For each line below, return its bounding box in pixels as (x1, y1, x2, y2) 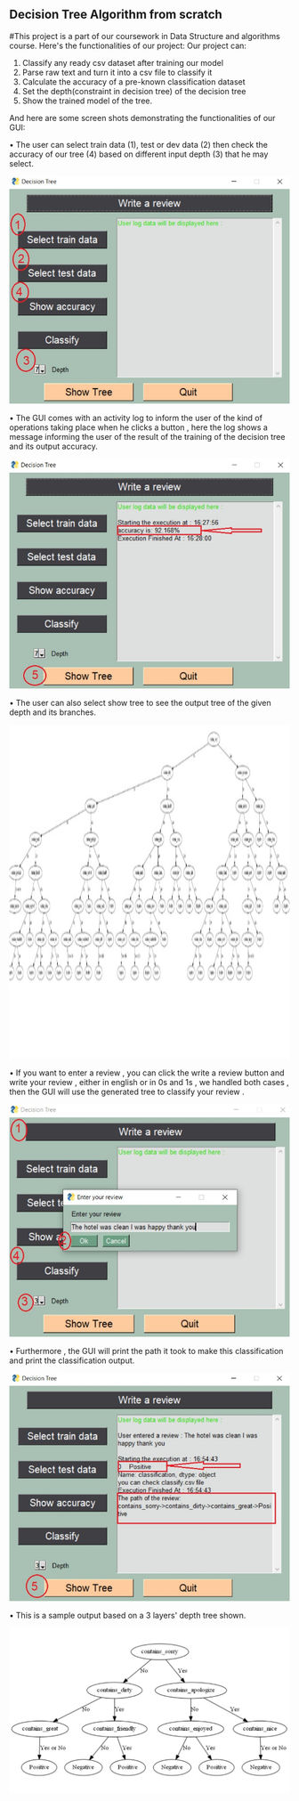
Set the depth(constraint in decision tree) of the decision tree (21, 85, 246, 96)
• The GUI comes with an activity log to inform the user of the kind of (9, 412, 263, 423)
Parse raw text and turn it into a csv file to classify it (21, 67, 213, 77)
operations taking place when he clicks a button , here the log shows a (9, 422, 269, 433)
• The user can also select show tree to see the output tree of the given (9, 698, 271, 709)
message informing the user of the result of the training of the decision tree (9, 431, 286, 442)
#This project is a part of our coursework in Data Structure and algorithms (9, 30, 280, 41)
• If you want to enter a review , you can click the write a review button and (9, 1067, 285, 1078)
